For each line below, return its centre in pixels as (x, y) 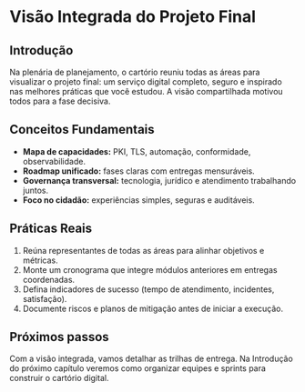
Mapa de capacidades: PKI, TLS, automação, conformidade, (137, 151)
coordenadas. (49, 279)
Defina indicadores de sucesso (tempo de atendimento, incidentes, (148, 289)
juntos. (35, 190)
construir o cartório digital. (59, 378)
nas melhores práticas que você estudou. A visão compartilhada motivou (147, 91)
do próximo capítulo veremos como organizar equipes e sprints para (138, 368)
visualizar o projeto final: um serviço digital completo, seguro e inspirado (146, 82)
